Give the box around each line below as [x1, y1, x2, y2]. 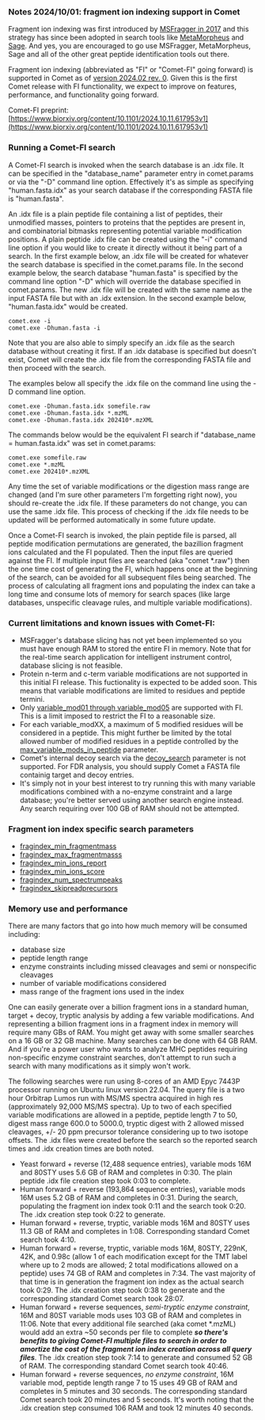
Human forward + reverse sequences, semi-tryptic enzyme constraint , [19, 1302, 251, 1312]
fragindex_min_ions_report [19, 858, 107, 868]
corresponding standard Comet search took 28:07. [19, 1294, 184, 1304]
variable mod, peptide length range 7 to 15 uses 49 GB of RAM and [19, 1378, 238, 1388]
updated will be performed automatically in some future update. [8, 515, 216, 524]
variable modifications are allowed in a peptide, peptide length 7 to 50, [8, 1110, 238, 1120]
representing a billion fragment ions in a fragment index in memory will [8, 1019, 239, 1029]
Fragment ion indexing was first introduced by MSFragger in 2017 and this [8, 25, 249, 34]
